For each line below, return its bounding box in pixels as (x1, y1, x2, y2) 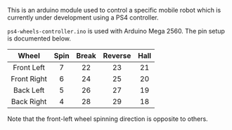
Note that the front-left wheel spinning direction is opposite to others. (7, 115, 209, 123)
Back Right (11, 97, 47, 106)
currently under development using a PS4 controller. (7, 13, 159, 22)
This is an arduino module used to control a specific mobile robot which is (7, 6, 221, 14)
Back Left (13, 85, 45, 95)
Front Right (11, 74, 47, 83)
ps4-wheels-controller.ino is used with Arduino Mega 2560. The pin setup (7, 27, 225, 35)
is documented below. (7, 34, 72, 43)
